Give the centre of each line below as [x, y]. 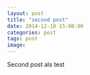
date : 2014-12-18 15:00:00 [45, 26]
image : [16, 45]
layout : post [26, 13]
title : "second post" [38, 20]
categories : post [32, 32]
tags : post [22, 39]
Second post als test [36, 64]
